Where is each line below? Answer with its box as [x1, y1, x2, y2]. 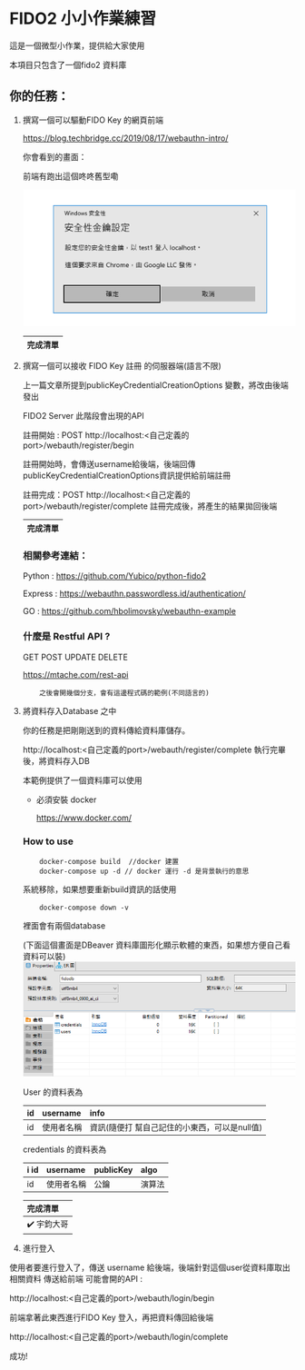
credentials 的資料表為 [22, 1144, 107, 1155]
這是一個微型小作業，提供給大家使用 [9, 40, 145, 51]
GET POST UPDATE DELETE [22, 651, 129, 662]
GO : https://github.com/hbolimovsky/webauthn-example [22, 606, 236, 617]
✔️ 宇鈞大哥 [26, 1218, 69, 1229]
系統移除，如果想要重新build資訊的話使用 [22, 883, 177, 895]
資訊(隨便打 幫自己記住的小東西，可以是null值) [89, 1122, 263, 1133]
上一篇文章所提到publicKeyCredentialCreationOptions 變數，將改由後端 [22, 380, 289, 391]
